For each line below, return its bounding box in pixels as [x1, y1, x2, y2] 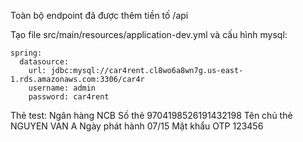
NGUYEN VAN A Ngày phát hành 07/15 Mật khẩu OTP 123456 [10, 120, 264, 132]
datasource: [19, 57, 70, 67]
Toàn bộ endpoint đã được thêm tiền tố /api [10, 10, 189, 21]
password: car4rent [28, 92, 110, 102]
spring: [10, 48, 43, 58]
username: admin [28, 83, 97, 93]
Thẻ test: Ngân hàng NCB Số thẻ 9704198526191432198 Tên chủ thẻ [10, 110, 293, 121]
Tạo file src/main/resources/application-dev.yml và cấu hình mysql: [10, 29, 288, 40]
